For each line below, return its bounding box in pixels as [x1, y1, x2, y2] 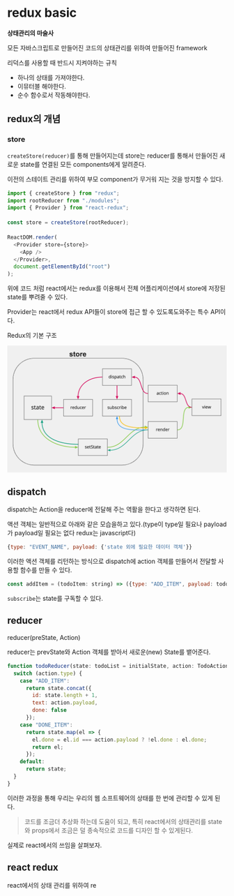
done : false [32, 707, 68, 714]
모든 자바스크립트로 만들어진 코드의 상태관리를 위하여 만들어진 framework [7, 43, 208, 52]
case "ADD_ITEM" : [19, 677, 70, 685]
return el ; [32, 743, 64, 751]
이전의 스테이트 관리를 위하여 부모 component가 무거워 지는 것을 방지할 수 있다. [7, 174, 224, 183]
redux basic [7, 5, 77, 21]
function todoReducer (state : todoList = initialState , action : [7, 662, 195, 669]
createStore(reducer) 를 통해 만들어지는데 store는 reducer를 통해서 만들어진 [7, 151, 218, 160]
